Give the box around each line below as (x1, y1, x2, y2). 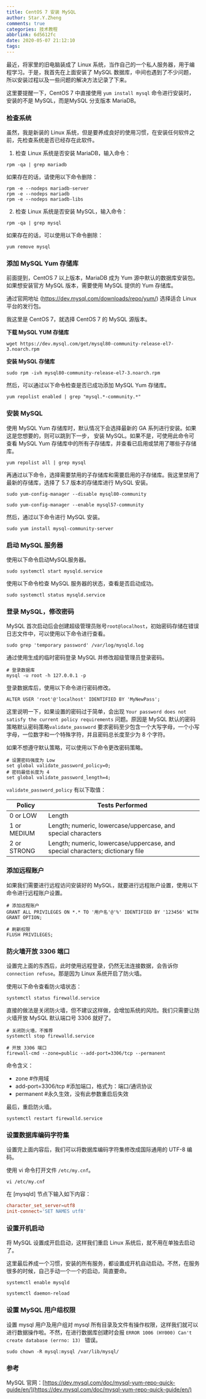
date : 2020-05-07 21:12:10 (6, 37, 75, 44)
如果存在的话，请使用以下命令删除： (6, 173, 98, 181)
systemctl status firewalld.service (6, 995, 100, 1001)
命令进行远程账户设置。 (6, 889, 66, 896)
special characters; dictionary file (48, 847, 144, 855)
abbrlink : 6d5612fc (6, 32, 56, 38)
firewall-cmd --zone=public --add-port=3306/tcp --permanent (6, 1050, 166, 1056)
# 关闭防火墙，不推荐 (6, 1027, 53, 1034)
